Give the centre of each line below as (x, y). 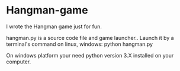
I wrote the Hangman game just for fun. (54, 26)
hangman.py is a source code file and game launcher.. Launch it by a (90, 38)
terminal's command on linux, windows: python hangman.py (79, 44)
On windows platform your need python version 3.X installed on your (90, 55)
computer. (19, 62)
